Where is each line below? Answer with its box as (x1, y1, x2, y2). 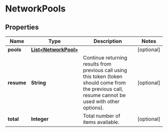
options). (82, 104, 104, 111)
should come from (82, 79, 126, 86)
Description (93, 38, 122, 44)
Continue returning (82, 54, 127, 61)
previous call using (82, 67, 127, 73)
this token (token (82, 73, 122, 80)
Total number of (82, 112, 120, 119)
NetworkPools (5, 3, 66, 14)
